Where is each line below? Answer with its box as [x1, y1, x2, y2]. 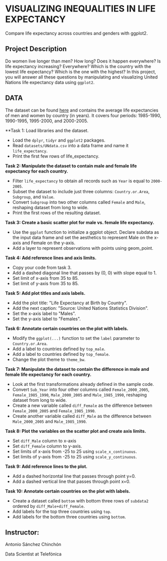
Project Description [5, 45, 67, 53]
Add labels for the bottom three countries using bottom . [12, 513, 126, 519]
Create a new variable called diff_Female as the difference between [12, 402, 152, 408]
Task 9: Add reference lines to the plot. [5, 463, 87, 469]
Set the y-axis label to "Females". [12, 316, 81, 322]
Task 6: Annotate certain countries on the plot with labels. [5, 325, 128, 331]
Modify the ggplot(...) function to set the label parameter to [12, 335, 140, 341]
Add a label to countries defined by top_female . [12, 351, 110, 357]
